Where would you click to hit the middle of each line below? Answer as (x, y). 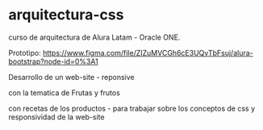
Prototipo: (25, 52)
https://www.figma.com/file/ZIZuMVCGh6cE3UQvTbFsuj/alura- (148, 52)
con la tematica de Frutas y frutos (65, 92)
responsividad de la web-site (56, 117)
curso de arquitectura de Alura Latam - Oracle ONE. (94, 37)
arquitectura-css (66, 15)
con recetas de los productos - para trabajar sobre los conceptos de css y (132, 108)
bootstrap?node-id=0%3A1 (53, 61)
